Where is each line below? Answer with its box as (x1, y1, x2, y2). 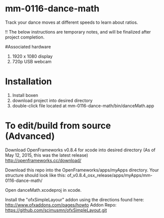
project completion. (5, 34, 45, 40)
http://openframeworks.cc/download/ (5, 157, 82, 163)
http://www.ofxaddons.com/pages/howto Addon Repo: (5, 202, 117, 208)
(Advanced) (5, 131, 55, 142)
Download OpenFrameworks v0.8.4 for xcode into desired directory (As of (5, 147, 156, 153)
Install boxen (12, 92, 38, 98)
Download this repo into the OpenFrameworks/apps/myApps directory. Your (5, 167, 159, 173)
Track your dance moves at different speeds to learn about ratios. (5, 19, 138, 25)
